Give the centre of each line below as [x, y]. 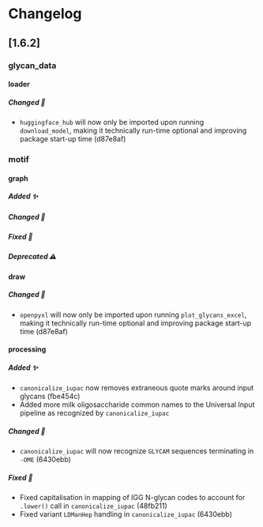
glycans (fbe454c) [50, 397]
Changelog [45, 14]
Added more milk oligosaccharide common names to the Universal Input [137, 405]
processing [27, 349]
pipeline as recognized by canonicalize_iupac [94, 413]
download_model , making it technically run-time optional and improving [133, 130]
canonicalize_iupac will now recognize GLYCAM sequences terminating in [137, 451]
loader [19, 85]
